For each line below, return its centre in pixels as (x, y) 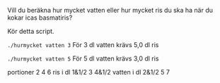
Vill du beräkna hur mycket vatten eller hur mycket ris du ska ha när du (110, 10)
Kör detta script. (31, 31)
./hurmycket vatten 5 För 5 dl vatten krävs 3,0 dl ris (83, 58)
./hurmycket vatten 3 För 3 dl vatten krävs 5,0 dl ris (83, 45)
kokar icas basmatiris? (40, 18)
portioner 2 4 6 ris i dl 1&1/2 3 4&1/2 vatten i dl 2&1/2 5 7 (88, 72)
